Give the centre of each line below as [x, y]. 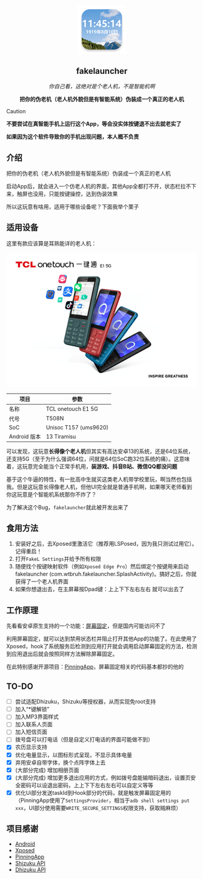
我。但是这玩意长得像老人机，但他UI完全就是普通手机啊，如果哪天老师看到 [99, 486]
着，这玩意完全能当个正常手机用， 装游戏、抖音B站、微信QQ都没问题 [92, 466]
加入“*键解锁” [32, 709]
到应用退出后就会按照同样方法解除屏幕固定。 [62, 654]
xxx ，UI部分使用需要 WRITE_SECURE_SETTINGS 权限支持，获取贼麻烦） [98, 808]
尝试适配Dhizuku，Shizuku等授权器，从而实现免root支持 [85, 702]
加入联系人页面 [34, 725]
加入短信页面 [31, 732]
